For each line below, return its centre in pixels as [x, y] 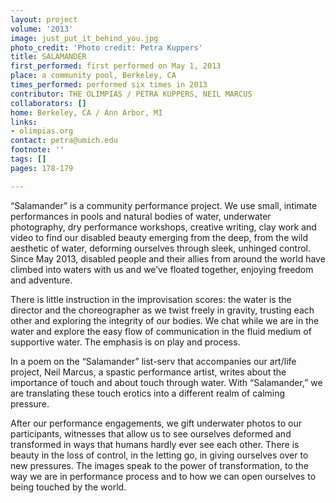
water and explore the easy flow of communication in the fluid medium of [161, 331]
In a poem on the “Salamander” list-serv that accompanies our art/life [153, 361]
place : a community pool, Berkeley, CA [93, 76]
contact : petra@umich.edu [64, 141]
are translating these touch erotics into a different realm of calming [148, 393]
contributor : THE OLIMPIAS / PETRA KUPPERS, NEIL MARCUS [131, 94]
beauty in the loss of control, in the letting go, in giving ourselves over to [159, 455]
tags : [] [28, 159]
